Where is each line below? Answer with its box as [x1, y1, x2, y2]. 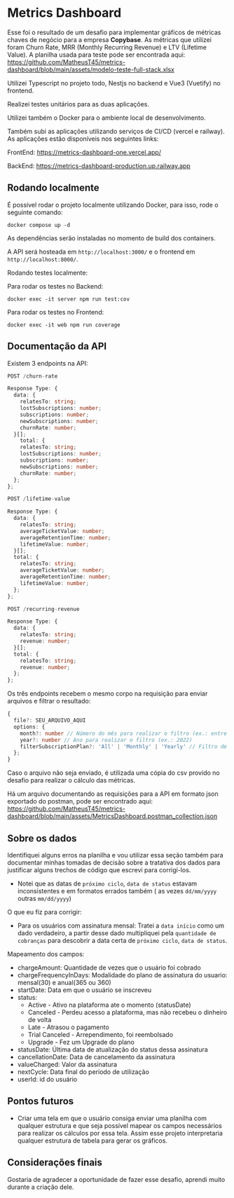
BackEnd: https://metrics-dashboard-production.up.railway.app [7, 161, 191, 170]
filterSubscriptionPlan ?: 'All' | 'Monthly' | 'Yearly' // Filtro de [20, 743, 228, 750]
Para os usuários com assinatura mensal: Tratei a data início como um [17, 921, 225, 930]
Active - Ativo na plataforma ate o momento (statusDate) [27, 1000, 191, 1009]
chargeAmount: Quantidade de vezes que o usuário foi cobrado [17, 963, 201, 972]
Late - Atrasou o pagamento [27, 1023, 110, 1031]
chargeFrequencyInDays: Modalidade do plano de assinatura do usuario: [17, 971, 228, 979]
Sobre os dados [7, 832, 77, 844]
